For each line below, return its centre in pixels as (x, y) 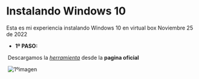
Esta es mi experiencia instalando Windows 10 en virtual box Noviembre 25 (100, 28)
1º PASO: (26, 46)
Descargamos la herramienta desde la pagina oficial (73, 57)
